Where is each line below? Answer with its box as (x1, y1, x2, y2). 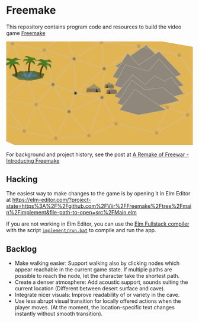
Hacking (6, 174, 38, 184)
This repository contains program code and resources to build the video (6, 23, 182, 30)
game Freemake (6, 29, 46, 36)
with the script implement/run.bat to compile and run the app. (6, 227, 156, 234)
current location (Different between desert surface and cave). (14, 285, 165, 292)
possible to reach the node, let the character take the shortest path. (14, 273, 180, 280)
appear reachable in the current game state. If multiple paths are (14, 266, 173, 273)
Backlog (6, 244, 37, 254)
